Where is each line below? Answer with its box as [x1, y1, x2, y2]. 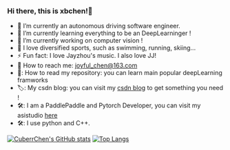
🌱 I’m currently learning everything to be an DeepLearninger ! [17, 29, 191, 37]
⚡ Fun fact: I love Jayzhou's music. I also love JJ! [17, 52, 157, 60]
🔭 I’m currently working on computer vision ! [17, 36, 143, 45]
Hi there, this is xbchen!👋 [7, 6, 93, 16]
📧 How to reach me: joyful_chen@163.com [17, 61, 138, 69]
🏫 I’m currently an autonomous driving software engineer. [17, 22, 180, 30]
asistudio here [17, 111, 58, 120]
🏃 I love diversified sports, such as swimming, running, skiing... [17, 44, 196, 52]
